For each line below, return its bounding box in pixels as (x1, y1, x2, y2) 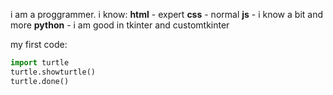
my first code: (10, 39, 68, 50)
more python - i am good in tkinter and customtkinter (10, 19, 230, 31)
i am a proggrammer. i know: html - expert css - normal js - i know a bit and (10, 9, 323, 20)
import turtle (10, 58, 70, 68)
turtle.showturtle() (10, 67, 97, 77)
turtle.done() (10, 76, 70, 86)
